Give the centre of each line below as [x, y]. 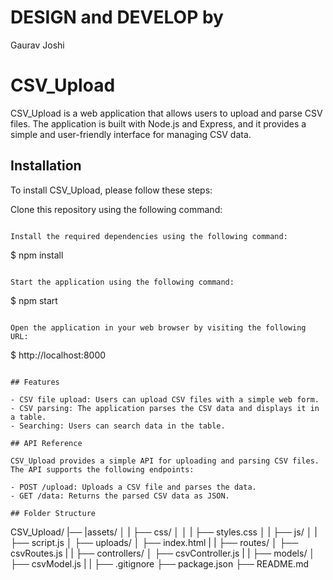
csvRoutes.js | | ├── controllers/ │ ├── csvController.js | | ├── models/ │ [163, 553]
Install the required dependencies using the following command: [149, 236]
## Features [35, 382]
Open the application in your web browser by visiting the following [158, 327]
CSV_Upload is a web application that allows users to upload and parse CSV [166, 113]
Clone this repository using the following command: [116, 209]
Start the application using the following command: [122, 282]
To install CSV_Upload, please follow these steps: [111, 190]
